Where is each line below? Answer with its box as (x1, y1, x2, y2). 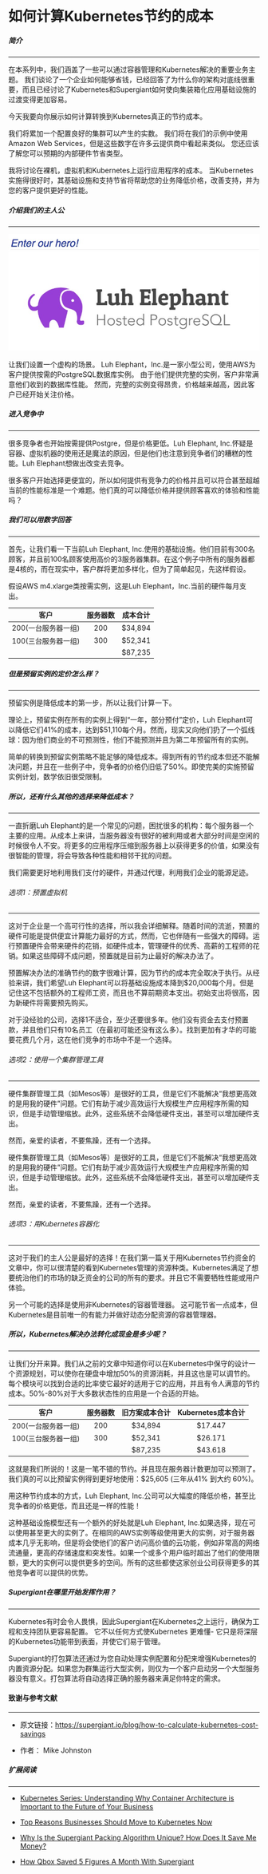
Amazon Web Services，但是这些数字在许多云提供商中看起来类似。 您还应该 (8, 139, 260, 149)
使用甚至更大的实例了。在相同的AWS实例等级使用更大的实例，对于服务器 (14, 1527, 255, 1537)
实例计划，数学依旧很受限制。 (8, 772, 106, 782)
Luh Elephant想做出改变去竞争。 (22, 458, 128, 468)
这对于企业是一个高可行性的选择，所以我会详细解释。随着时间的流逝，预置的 (8, 921, 260, 931)
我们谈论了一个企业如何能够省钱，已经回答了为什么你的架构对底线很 (23, 75, 248, 85)
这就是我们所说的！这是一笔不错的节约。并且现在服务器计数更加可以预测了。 (8, 1464, 260, 1473)
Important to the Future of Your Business (19, 1801, 154, 1811)
